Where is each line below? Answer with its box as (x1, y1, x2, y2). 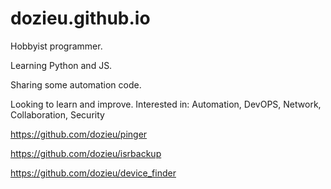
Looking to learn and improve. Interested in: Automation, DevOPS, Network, (10, 98, 322, 110)
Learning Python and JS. (10, 59, 113, 71)
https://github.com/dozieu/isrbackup (10, 147, 162, 159)
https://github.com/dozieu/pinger (10, 128, 148, 140)
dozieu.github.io (10, 7, 151, 30)
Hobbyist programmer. (10, 40, 103, 52)
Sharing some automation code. (10, 78, 142, 91)
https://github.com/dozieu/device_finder (10, 167, 177, 179)
